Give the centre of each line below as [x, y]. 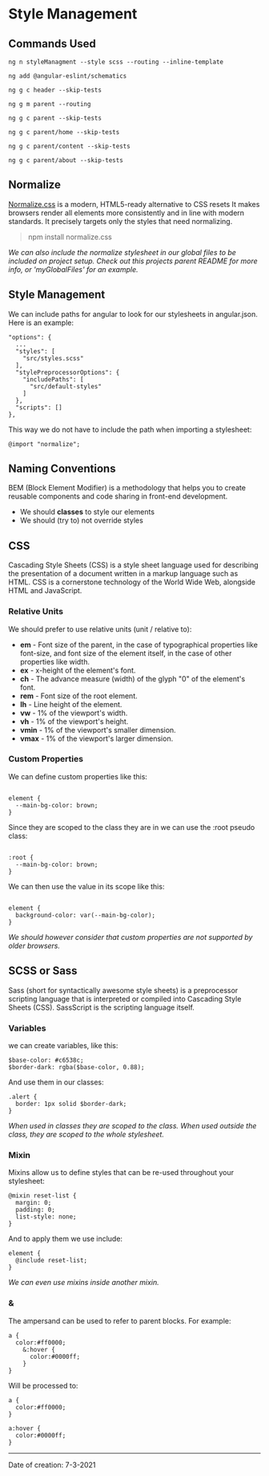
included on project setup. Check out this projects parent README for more [133, 261]
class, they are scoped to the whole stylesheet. [86, 1134]
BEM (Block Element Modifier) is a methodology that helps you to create [127, 488]
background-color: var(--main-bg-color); [86, 915]
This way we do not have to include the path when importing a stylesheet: [130, 429]
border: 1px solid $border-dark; [71, 1104]
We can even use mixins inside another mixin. [84, 1283]
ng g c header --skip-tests [55, 90]
